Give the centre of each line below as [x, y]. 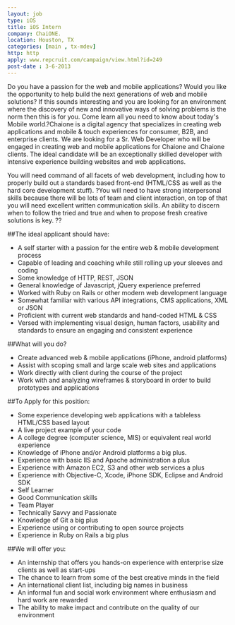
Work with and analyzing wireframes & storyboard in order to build [114, 380]
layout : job [25, 14]
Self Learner [36, 490]
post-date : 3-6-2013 [39, 66]
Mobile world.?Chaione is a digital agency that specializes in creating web [114, 124]
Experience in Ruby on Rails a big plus [73, 535]
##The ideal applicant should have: [59, 234]
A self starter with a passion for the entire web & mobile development [118, 247]
